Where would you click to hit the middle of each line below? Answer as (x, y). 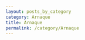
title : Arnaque (24, 22)
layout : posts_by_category (38, 11)
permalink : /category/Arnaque (42, 28)
